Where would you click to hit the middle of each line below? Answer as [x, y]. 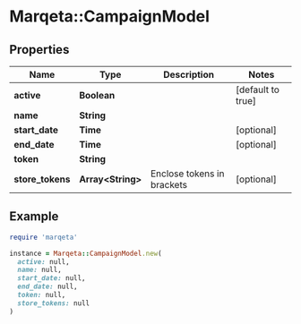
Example [34, 217]
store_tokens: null [54, 303]
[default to [258, 90]
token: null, [42, 295]
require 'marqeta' [43, 237]
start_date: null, [52, 278]
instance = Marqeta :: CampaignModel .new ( [86, 253]
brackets [169, 185]
